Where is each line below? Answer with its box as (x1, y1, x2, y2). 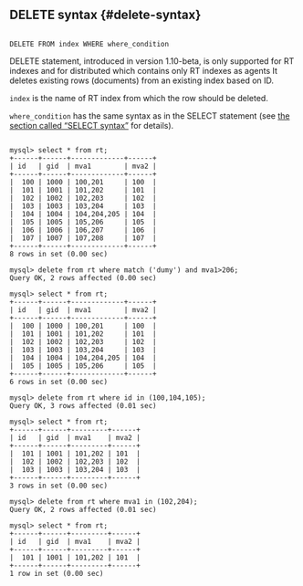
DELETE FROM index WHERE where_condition (9, 39, 170, 48)
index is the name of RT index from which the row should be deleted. (9, 92, 269, 103)
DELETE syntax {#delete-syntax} (9, 7, 202, 23)
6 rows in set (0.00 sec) (9, 377, 108, 386)
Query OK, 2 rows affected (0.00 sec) (9, 273, 157, 282)
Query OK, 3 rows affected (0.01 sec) (9, 401, 157, 410)
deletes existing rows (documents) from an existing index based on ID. (9, 75, 275, 86)
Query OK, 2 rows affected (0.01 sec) (9, 505, 157, 514)
